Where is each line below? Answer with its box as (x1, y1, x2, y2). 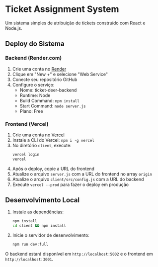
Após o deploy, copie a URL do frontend (12, 166, 94, 172)
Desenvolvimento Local (5, 196, 80, 204)
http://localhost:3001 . (5, 256, 54, 262)
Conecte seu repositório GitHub (12, 76, 78, 83)
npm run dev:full (12, 242, 49, 247)
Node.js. (5, 25, 22, 31)
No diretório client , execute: (12, 142, 72, 148)
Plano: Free (19, 108, 43, 114)
